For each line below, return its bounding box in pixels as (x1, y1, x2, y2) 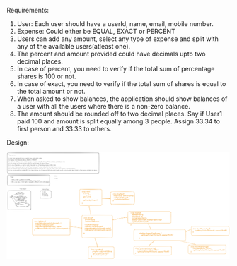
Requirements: (6, 6, 49, 14)
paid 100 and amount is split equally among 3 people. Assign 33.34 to (16, 117, 221, 126)
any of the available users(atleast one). (16, 42, 131, 50)
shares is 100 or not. (16, 72, 76, 80)
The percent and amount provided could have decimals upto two (16, 49, 206, 58)
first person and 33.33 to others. (16, 125, 112, 133)
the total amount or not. (16, 87, 86, 95)
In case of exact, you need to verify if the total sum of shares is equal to (16, 80, 226, 87)
